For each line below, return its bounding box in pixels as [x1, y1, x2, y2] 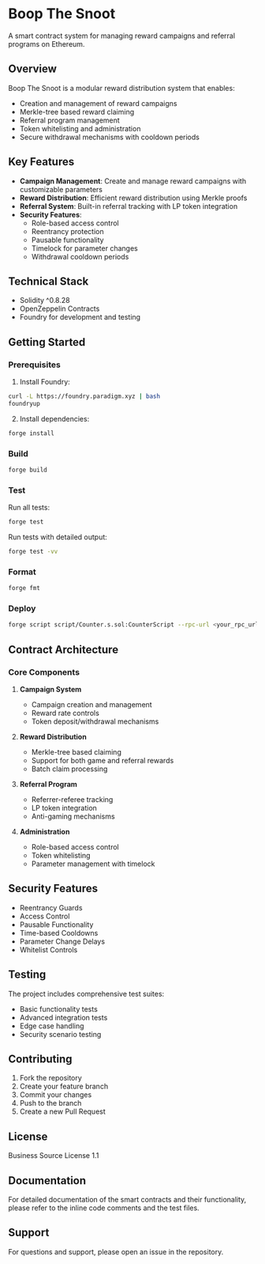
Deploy [8, 603, 36, 614]
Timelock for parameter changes [31, 243, 138, 253]
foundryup [8, 399, 41, 407]
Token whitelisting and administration [19, 123, 141, 133]
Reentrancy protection [31, 226, 104, 236]
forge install [8, 429, 55, 437]
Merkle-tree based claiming [31, 747, 122, 756]
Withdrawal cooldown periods [31, 252, 129, 261]
